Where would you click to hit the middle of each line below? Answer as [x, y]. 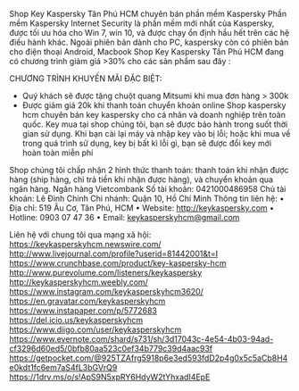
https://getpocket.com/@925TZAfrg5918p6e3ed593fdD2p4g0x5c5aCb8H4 [149, 358]
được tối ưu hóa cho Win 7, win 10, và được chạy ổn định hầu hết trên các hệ [149, 33]
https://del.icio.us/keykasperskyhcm [76, 320]
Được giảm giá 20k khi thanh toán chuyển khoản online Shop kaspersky [154, 105]
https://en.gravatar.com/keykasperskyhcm [87, 301]
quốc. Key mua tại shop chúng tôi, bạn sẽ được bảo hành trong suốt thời [155, 124]
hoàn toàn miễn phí [58, 153]
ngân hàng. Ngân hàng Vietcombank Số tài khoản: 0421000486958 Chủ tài [148, 189]
